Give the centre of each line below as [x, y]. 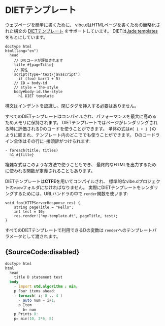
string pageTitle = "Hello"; [44, 207]
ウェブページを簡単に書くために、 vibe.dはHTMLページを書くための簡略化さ [83, 25]
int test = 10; [30, 211]
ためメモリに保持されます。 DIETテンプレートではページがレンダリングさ [79, 122]
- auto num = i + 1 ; [37, 300]
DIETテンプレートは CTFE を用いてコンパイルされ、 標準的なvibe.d [72, 181]
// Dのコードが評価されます [39, 60]
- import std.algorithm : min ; [46, 287]
